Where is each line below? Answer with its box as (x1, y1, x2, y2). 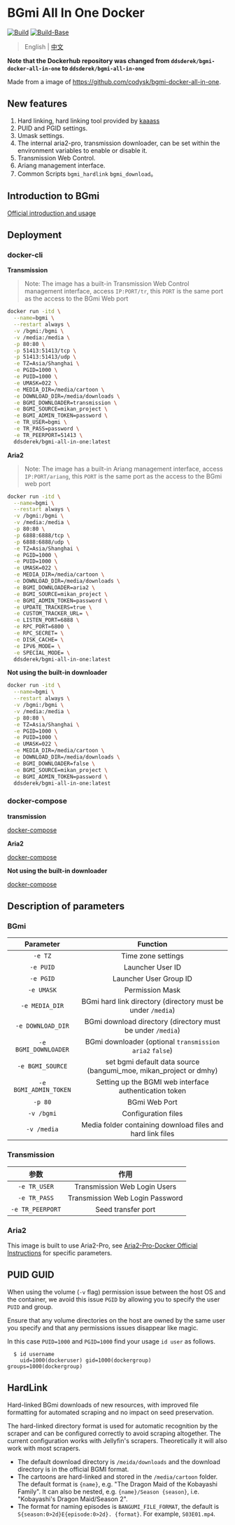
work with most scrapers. (7, 1444, 80, 1452)
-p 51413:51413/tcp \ (13, 347, 77, 354)
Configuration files (122, 1109, 183, 1119)
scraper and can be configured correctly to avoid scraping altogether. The (7, 1429, 222, 1437)
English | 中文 (24, 42, 64, 50)
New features (7, 98, 68, 110)
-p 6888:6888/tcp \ (13, 532, 71, 539)
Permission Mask (124, 986, 181, 995)
